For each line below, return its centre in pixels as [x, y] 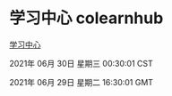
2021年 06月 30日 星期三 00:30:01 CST [82, 63]
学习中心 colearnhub [86, 18]
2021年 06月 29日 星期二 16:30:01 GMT [82, 82]
